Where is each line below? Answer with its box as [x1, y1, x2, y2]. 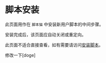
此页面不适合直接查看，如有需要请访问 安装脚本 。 [5, 42, 103, 47]
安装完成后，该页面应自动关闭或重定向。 [5, 31, 86, 37]
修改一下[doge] [5, 52, 35, 58]
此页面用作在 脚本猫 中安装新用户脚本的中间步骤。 [5, 21, 104, 27]
